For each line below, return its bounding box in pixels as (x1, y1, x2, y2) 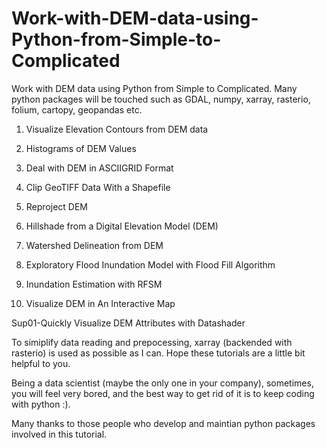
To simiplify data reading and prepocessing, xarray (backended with (11, 336, 293, 348)
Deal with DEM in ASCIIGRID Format (25, 162, 174, 174)
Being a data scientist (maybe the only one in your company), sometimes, (11, 377, 314, 389)
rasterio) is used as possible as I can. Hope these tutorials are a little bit (11, 347, 306, 359)
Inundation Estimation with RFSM (25, 278, 163, 290)
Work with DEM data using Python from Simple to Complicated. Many (11, 82, 298, 94)
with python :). (11, 398, 71, 410)
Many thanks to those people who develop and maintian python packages (11, 417, 316, 429)
